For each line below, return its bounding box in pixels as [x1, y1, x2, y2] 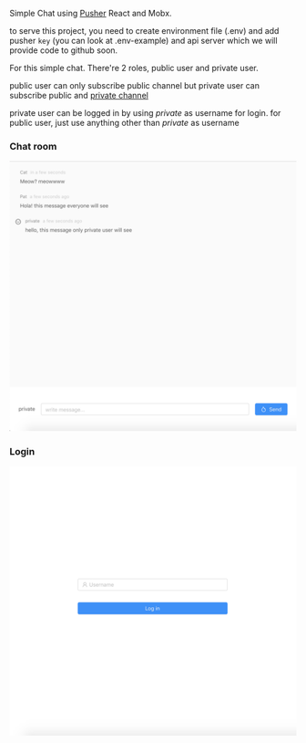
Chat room [9, 140, 57, 152]
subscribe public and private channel [9, 90, 148, 100]
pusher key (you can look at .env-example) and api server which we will [9, 36, 278, 46]
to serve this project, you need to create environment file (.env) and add [9, 26, 280, 36]
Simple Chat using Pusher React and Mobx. [9, 8, 172, 18]
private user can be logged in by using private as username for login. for [9, 108, 281, 118]
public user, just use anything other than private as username [9, 118, 240, 128]
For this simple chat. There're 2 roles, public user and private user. [9, 63, 259, 73]
